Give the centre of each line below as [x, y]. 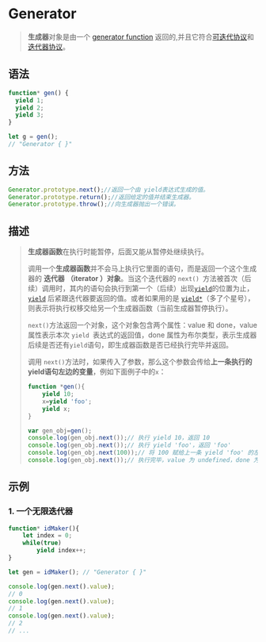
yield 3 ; [30, 115]
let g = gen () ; [33, 137]
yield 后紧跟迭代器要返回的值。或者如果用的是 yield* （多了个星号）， [141, 298]
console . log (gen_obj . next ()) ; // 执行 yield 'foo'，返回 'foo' [129, 445]
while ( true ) [42, 543]
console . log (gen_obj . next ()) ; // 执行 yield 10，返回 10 [119, 438]
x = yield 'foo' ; [67, 402]
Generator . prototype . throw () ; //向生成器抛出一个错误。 [94, 204]
